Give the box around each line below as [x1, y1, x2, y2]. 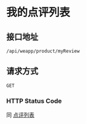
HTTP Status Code [6, 97, 62, 105]
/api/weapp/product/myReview [6, 48, 80, 54]
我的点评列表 [6, 5, 71, 19]
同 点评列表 [6, 111, 35, 119]
